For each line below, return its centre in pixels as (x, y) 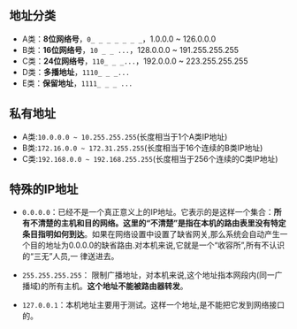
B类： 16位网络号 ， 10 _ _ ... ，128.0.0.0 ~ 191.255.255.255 (130, 50)
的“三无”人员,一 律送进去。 (70, 256)
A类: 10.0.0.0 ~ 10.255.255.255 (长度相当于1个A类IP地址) (125, 136)
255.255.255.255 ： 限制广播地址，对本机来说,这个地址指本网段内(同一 (148, 275)
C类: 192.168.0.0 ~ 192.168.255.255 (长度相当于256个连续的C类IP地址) (150, 158)
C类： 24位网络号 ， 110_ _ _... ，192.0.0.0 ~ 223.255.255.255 (135, 61)
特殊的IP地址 (44, 190)
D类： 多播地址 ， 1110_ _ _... (76, 72)
